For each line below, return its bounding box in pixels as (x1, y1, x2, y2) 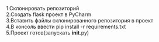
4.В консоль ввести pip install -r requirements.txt (6, 23, 126, 30)
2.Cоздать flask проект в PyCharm (6, 11, 92, 18)
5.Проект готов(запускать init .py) (6, 29, 89, 36)
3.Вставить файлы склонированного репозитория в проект (6, 17, 154, 24)
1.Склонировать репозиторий (6, 5, 79, 12)
